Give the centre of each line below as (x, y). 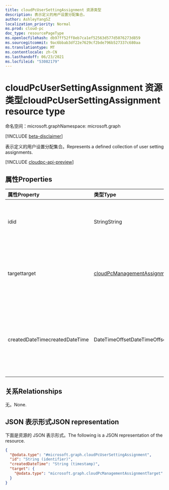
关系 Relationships (34, 391)
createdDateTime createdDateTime (48, 340)
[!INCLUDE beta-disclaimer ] (34, 136)
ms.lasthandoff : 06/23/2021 (35, 57)
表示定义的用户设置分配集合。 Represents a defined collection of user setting (84, 147)
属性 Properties (29, 179)
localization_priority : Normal (38, 24)
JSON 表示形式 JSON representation (62, 422)
